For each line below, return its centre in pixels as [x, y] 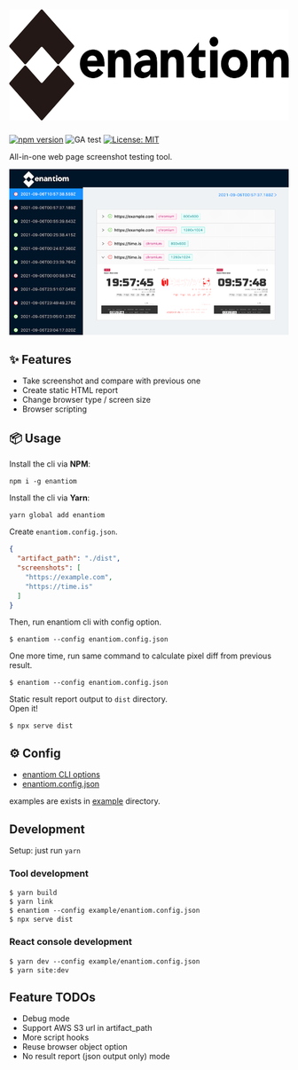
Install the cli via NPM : [50, 464]
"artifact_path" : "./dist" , [69, 559]
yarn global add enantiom [57, 515]
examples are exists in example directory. [85, 801]
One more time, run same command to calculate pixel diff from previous [141, 656]
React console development [71, 942]
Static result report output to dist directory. [89, 699]
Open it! [24, 709]
